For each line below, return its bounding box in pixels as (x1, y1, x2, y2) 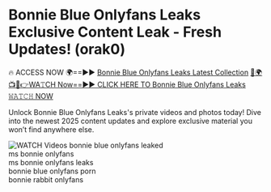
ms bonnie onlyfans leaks (8, 157, 94, 167)
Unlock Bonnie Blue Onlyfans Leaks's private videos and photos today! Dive (8, 107, 261, 117)
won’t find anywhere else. (8, 124, 95, 134)
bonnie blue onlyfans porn (8, 166, 96, 176)
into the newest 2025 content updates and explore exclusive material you (8, 116, 253, 126)
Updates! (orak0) (8, 41, 126, 58)
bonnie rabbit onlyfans (8, 174, 83, 184)
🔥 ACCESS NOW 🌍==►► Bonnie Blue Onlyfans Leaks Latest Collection (8, 67, 249, 77)
